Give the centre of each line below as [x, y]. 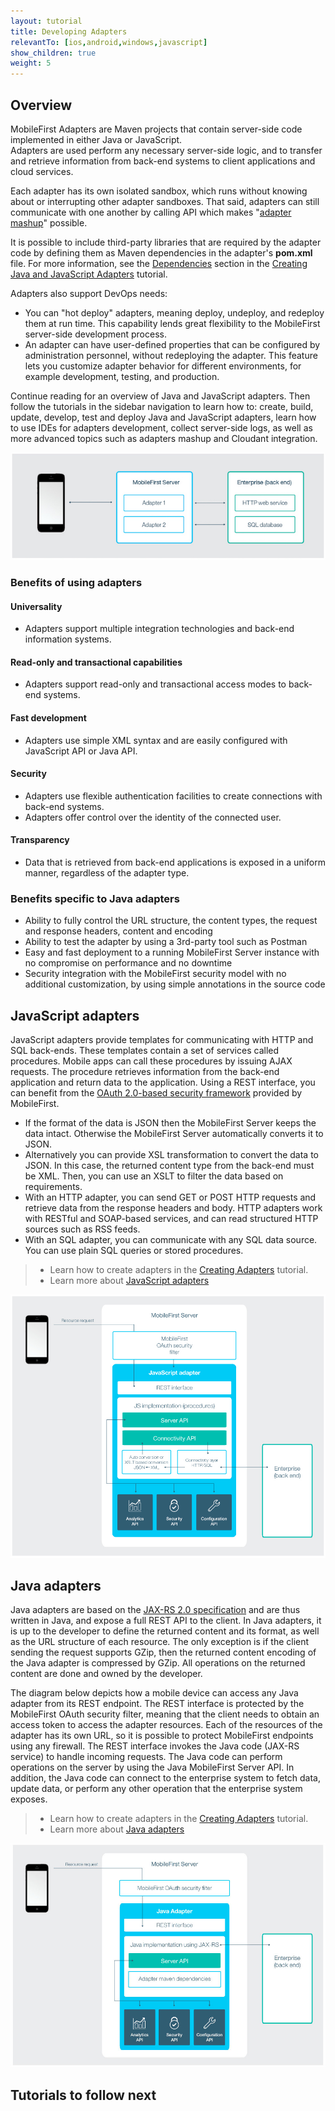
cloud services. [42, 171]
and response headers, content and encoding [118, 931]
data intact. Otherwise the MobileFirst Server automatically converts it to [174, 1134]
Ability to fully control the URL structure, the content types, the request [171, 921]
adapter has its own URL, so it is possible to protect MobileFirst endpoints [162, 1736]
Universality [36, 606]
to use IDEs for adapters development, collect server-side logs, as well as [161, 427]
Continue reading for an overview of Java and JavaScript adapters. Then [160, 396]
